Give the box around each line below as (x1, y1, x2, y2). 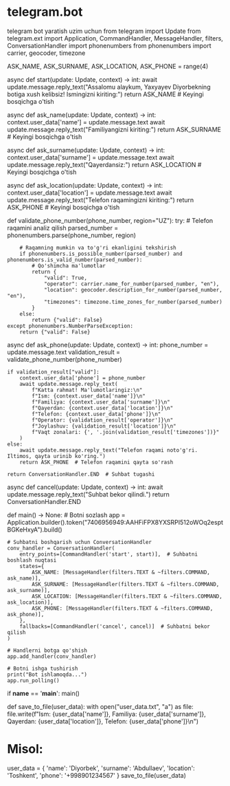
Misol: (7, 741, 43, 757)
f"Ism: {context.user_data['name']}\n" (32, 393, 146, 400)
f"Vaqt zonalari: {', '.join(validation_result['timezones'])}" (32, 428, 220, 435)
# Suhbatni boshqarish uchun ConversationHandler (7, 538, 152, 545)
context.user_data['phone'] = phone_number (19, 374, 146, 382)
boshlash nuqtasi (7, 556, 57, 564)
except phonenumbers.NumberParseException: (7, 323, 134, 329)
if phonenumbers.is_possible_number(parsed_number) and (19, 250, 183, 257)
